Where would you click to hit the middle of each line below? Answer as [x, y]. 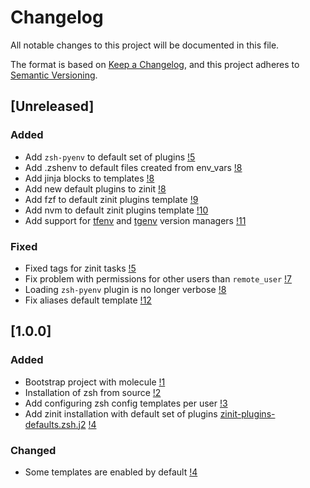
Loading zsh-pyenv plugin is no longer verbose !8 [125, 289]
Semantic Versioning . [54, 75]
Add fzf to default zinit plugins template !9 [111, 199]
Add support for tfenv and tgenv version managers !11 [135, 220]
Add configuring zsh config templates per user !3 [126, 403]
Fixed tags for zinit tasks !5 [80, 268]
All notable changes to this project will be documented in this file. [145, 45]
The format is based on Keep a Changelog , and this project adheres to [155, 64]
